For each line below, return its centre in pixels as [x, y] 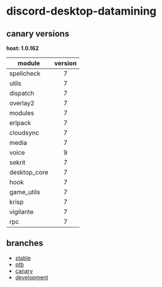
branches [25, 244]
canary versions [38, 34]
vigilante [22, 212]
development [32, 277]
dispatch [22, 93]
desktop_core [29, 172]
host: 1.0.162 [23, 48]
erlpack [20, 123]
